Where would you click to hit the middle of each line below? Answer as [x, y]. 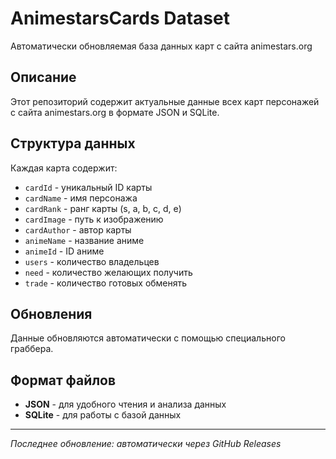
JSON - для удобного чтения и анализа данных [125, 404]
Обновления [51, 313]
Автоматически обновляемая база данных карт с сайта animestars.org [161, 46]
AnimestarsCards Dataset [120, 18]
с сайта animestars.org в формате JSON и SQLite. [115, 112]
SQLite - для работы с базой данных [103, 415]
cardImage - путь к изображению [94, 219]
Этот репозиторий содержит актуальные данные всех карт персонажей [165, 101]
